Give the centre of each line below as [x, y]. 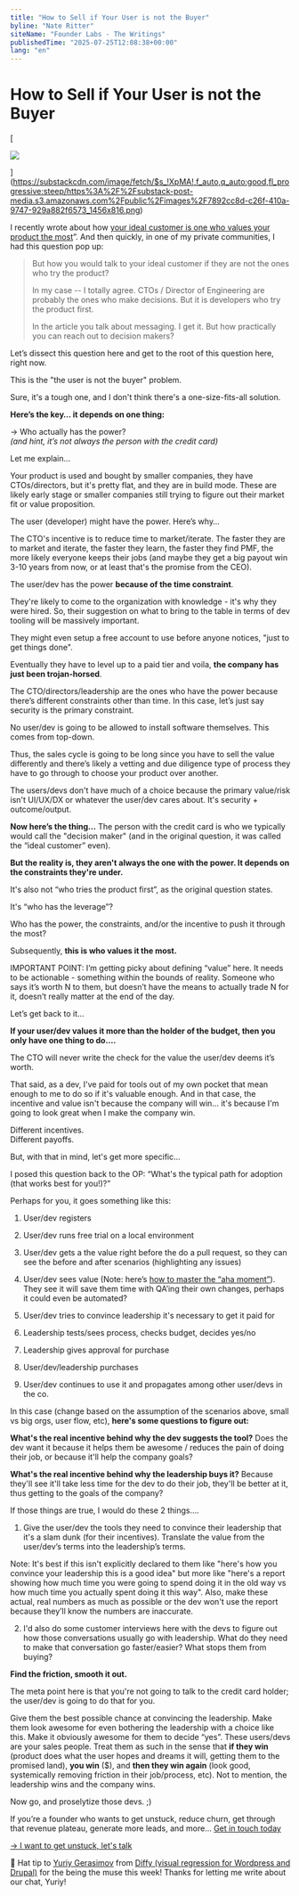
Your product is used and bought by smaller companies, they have [132, 476]
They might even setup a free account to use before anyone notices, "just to [150, 638]
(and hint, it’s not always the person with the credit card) [114, 441]
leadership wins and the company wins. [83, 1785]
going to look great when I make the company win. [103, 1113]
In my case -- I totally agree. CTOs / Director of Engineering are [148, 290]
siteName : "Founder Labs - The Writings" [88, 34]
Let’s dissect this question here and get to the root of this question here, [142, 354]
